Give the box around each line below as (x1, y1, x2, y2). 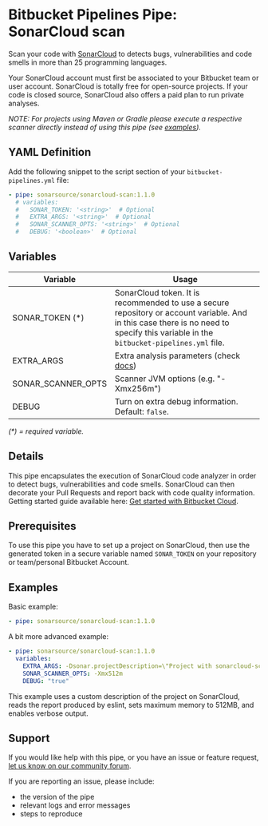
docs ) (114, 359, 137, 371)
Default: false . (114, 406, 169, 417)
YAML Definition (8, 145, 92, 159)
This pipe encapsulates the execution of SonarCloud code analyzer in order (8, 471, 257, 480)
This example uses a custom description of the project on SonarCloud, (8, 691, 241, 701)
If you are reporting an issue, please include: (8, 776, 155, 786)
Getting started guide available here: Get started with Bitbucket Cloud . (8, 496, 239, 506)
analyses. (8, 98, 40, 108)
